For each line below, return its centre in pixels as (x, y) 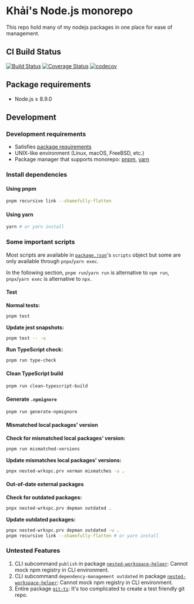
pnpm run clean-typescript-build (47, 386)
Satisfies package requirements (53, 147)
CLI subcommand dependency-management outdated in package (90, 576)
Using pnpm (21, 188)
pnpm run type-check (31, 360)
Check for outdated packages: (44, 497)
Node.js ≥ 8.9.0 (33, 99)
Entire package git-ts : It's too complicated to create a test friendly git (100, 588)
